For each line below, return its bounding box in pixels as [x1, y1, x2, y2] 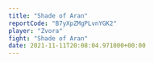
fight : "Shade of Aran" [8, 34, 89, 43]
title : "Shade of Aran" [8, 11, 89, 20]
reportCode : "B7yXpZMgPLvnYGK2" [8, 19, 117, 27]
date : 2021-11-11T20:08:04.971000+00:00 [8, 42, 147, 50]
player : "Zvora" [8, 27, 63, 35]
